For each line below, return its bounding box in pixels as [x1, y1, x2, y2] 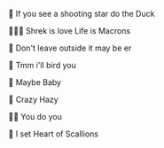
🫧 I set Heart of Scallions [8, 129, 99, 139]
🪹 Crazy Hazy [8, 94, 59, 105]
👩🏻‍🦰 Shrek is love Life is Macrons [8, 26, 131, 35]
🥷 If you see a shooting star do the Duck [8, 9, 155, 19]
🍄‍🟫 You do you [8, 112, 63, 121]
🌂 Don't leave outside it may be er [8, 43, 132, 53]
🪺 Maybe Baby [8, 77, 62, 88]
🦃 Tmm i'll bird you [8, 60, 76, 70]
